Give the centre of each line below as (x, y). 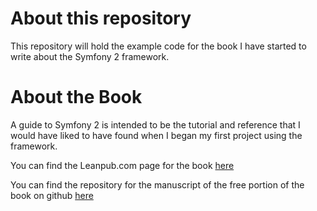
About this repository (101, 18)
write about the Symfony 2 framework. (90, 56)
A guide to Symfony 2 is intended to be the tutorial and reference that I (155, 124)
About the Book (76, 97)
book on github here (52, 195)
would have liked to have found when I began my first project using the (156, 135)
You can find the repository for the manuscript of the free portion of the (157, 184)
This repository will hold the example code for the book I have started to (158, 46)
